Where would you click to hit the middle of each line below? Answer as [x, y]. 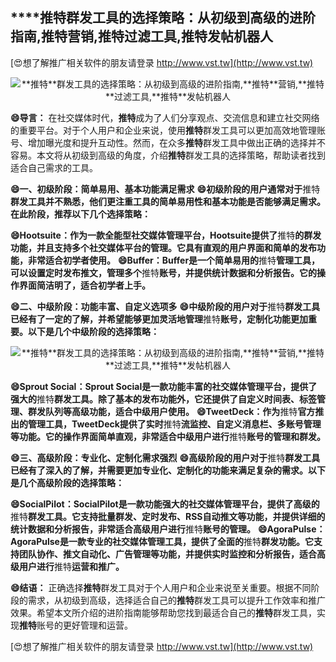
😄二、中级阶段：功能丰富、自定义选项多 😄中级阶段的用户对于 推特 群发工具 [165, 306]
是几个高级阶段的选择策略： [67, 482]
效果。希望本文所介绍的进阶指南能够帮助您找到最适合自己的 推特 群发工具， [163, 612]
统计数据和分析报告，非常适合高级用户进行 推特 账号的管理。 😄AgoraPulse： [168, 529]
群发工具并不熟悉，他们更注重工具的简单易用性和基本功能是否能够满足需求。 [168, 201]
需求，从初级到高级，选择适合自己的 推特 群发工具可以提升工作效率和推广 [176, 600]
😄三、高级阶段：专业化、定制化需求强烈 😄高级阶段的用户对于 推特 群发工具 [165, 457]
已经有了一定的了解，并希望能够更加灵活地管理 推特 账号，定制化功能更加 [159, 319]
